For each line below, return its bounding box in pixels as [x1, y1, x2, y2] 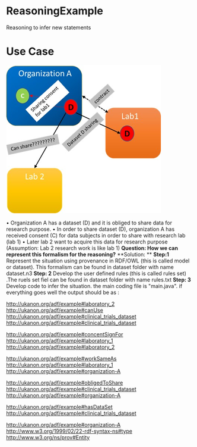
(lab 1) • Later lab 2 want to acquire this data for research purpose [6, 238, 168, 245]
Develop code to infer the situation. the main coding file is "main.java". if [6, 282, 183, 289]
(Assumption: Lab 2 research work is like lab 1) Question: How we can [6, 244, 178, 251]
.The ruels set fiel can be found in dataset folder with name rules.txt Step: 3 [6, 276, 191, 283]
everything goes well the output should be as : [6, 289, 120, 296]
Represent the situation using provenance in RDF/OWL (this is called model [6, 257, 190, 264]
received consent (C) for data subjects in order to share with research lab [6, 232, 186, 239]
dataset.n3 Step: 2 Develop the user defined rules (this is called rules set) [6, 270, 187, 277]
